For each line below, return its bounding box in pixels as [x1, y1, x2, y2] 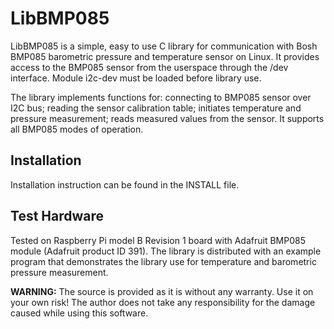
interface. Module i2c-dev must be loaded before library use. [10, 72, 262, 84]
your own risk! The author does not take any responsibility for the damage [10, 296, 316, 308]
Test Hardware [10, 208, 105, 225]
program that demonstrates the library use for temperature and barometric [10, 255, 317, 267]
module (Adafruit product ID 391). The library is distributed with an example [10, 245, 322, 257]
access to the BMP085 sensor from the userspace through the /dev [10, 61, 289, 73]
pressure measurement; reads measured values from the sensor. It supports [10, 112, 325, 124]
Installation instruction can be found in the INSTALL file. [10, 178, 240, 191]
